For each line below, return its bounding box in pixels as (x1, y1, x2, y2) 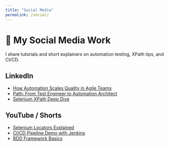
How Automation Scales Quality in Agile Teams (12, 85, 112, 91)
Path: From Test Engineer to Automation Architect (12, 91, 118, 97)
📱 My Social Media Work (5, 34, 111, 46)
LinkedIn (5, 71, 34, 80)
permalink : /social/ (5, 12, 50, 17)
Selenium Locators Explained (12, 124, 74, 131)
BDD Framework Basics (12, 135, 63, 141)
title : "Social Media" (5, 7, 54, 13)
